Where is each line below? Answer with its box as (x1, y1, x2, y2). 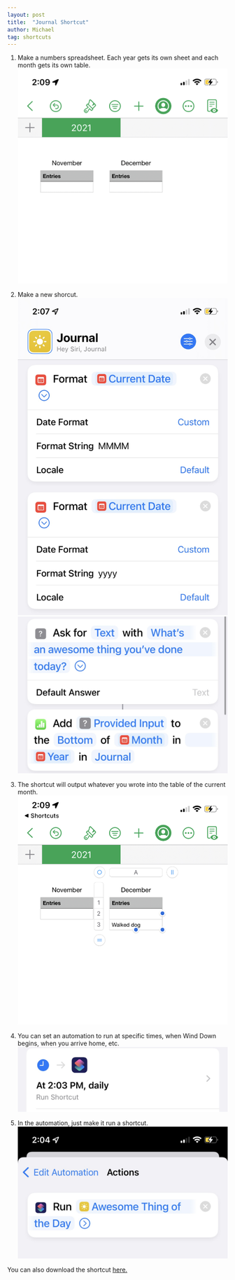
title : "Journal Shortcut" (7, 18, 90, 26)
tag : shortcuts (7, 34, 52, 41)
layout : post (7, 11, 45, 18)
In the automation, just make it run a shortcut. (17, 1118, 148, 1127)
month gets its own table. (17, 61, 91, 69)
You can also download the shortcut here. (7, 1265, 128, 1274)
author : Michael (7, 26, 55, 33)
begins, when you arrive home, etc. (17, 1039, 120, 1047)
